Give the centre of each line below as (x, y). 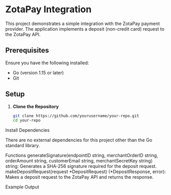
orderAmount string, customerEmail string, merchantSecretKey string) (79, 161)
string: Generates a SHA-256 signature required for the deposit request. (81, 166)
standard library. (23, 145)
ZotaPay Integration (48, 9)
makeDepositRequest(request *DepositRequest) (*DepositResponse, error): (86, 172)
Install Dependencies (27, 130)
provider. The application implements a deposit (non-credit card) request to (85, 29)
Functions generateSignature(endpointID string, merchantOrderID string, (82, 155)
